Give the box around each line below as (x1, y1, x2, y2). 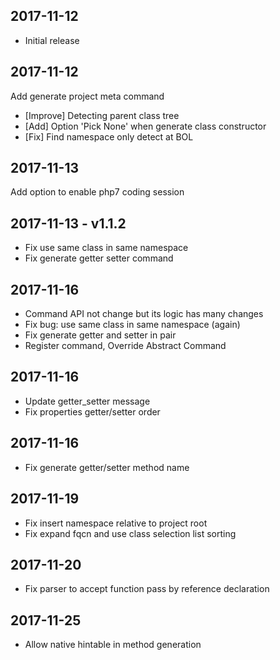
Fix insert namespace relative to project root (24, 517, 208, 529)
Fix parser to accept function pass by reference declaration (24, 583, 270, 595)
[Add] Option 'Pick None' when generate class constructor (24, 120, 267, 132)
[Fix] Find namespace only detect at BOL (24, 130, 194, 143)
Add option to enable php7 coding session (10, 186, 185, 198)
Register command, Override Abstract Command (24, 340, 227, 352)
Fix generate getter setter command (24, 252, 174, 264)
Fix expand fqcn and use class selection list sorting (24, 527, 237, 539)
